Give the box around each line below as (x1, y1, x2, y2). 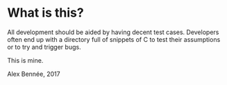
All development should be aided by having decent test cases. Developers (7, 28, 219, 36)
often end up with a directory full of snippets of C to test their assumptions (7, 35, 221, 43)
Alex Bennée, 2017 (7, 70, 60, 78)
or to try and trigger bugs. (7, 42, 81, 51)
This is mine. (7, 56, 44, 64)
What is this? (7, 5, 85, 21)
